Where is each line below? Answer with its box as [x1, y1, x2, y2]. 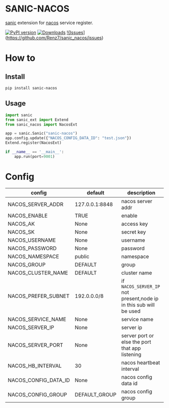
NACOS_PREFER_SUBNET [8, 292, 69, 299]
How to [5, 52, 36, 64]
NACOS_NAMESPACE [8, 253, 59, 260]
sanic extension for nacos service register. [5, 20, 94, 26]
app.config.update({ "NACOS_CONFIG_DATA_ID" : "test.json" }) [5, 136, 132, 141]
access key [121, 220, 148, 227]
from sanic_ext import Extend [5, 117, 69, 122]
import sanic [5, 113, 33, 118]
